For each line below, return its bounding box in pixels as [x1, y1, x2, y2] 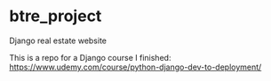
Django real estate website [9, 35, 107, 46]
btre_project [9, 6, 102, 26]
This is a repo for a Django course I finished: [9, 52, 171, 63]
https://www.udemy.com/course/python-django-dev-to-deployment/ [9, 62, 262, 72]
